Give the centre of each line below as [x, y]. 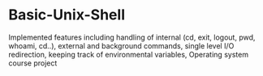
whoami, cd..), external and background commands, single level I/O [121, 45]
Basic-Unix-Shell [67, 15]
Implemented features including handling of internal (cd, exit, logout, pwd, [132, 37]
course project [33, 63]
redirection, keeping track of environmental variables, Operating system [129, 54]
